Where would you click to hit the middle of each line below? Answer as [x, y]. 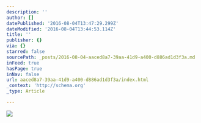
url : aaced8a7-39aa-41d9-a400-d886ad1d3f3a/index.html [78, 80]
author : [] [20, 18]
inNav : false [23, 74]
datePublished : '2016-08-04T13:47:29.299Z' [63, 23]
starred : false [26, 52]
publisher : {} [24, 40]
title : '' [19, 35]
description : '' [27, 12]
